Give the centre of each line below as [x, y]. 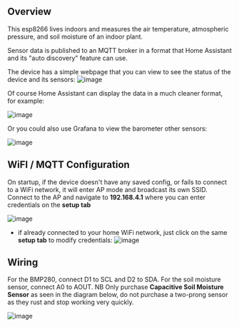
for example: [26, 101]
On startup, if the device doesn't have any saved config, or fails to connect [117, 182]
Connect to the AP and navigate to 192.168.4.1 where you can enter [106, 197]
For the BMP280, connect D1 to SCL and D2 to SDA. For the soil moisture [114, 280]
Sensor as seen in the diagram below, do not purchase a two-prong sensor [118, 295]
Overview [30, 12]
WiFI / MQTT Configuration [68, 165]
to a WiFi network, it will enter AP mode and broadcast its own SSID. [108, 189]
